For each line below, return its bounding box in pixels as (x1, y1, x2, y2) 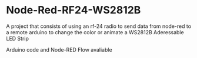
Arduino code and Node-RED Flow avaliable (6, 46, 113, 53)
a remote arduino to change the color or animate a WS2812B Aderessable (6, 28, 184, 35)
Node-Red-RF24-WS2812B (6, 3, 141, 17)
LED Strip (6, 35, 29, 42)
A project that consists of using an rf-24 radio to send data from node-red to (6, 23, 192, 30)
